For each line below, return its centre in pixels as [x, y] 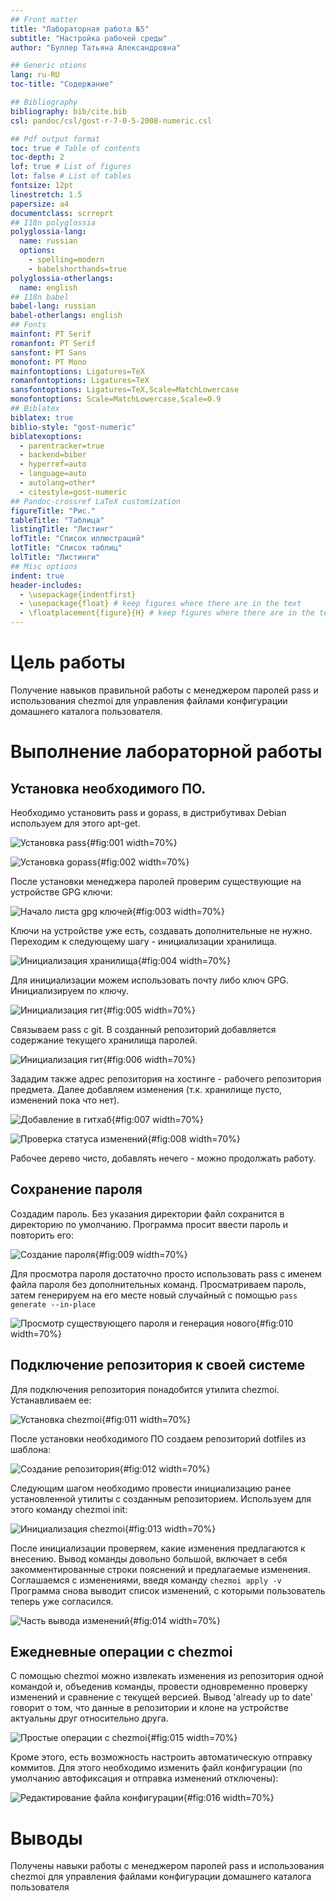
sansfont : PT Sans [48, 352]
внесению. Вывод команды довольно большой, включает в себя [149, 1558]
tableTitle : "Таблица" [57, 520]
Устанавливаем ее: [51, 1400]
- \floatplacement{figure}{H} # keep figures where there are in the [167, 613]
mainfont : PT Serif [51, 334]
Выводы [46, 1838]
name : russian [48, 241]
